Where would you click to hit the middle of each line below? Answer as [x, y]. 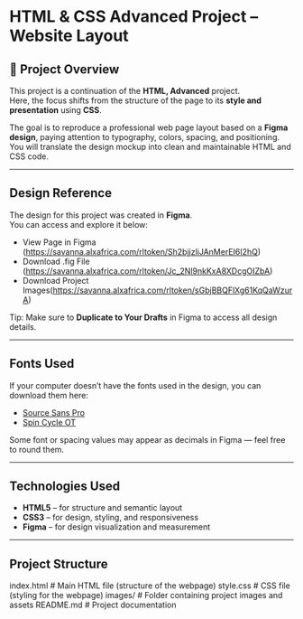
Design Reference [61, 193]
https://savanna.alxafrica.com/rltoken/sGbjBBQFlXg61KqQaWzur [173, 290]
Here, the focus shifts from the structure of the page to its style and [135, 100]
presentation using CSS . [55, 110]
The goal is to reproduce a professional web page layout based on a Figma [149, 127]
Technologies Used [64, 487]
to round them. [37, 449]
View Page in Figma [59, 242]
